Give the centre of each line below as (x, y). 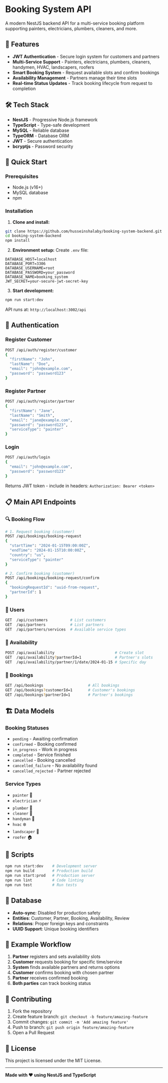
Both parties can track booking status (51, 983)
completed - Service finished (41, 755)
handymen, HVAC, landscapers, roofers (53, 67)
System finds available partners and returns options (66, 967)
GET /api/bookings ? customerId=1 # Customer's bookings (70, 690)
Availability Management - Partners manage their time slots (75, 78)
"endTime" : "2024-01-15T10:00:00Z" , (48, 551)
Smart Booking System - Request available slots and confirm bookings (86, 72)
